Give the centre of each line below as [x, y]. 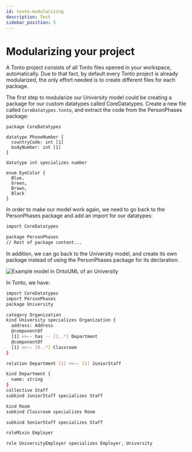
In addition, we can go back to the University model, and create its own [92, 254]
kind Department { [28, 374]
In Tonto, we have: [28, 282]
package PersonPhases [32, 237]
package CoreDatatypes [34, 127]
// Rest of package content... [44, 243]
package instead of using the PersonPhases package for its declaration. [92, 260]
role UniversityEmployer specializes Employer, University [79, 444]
